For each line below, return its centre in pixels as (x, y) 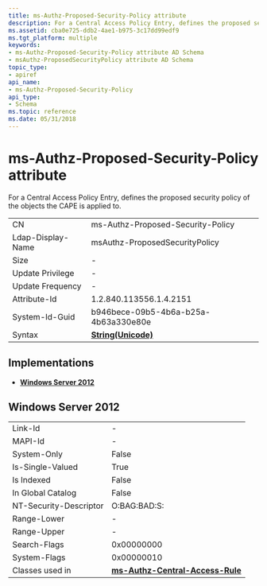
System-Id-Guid (44, 316)
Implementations (51, 363)
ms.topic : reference (43, 112)
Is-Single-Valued (45, 468)
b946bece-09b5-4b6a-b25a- (151, 312)
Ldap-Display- (41, 237)
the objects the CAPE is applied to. (65, 206)
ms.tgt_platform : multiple (53, 38)
